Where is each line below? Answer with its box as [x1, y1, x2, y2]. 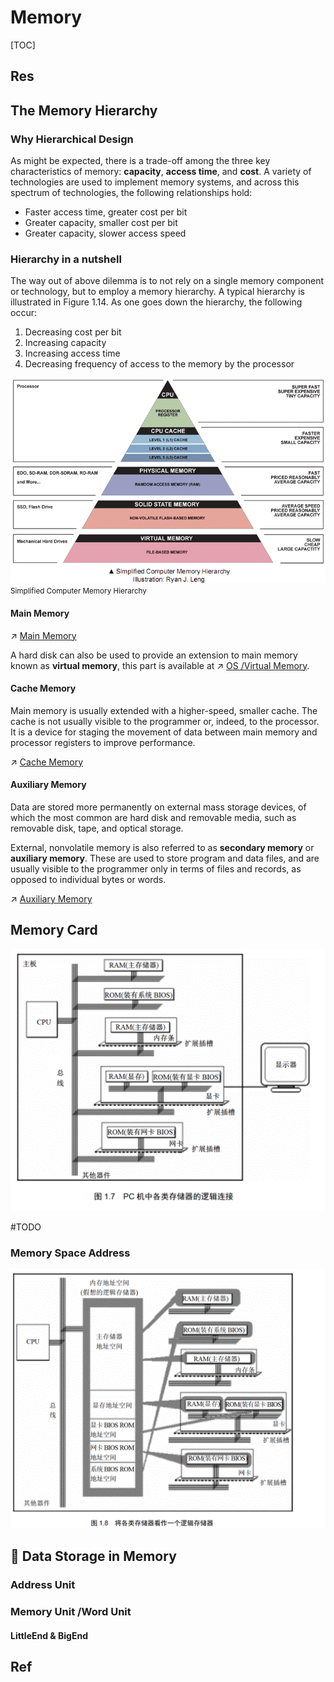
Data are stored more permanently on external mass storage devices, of [10, 801, 307, 813]
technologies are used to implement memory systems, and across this [10, 176, 300, 188]
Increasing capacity [24, 337, 107, 349]
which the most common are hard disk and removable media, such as [10, 811, 297, 823]
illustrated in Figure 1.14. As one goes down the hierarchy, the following [10, 296, 303, 308]
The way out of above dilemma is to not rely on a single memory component [10, 275, 325, 287]
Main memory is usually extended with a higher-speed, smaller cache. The [10, 704, 318, 716]
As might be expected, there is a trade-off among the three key [10, 155, 271, 167]
